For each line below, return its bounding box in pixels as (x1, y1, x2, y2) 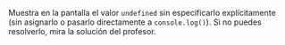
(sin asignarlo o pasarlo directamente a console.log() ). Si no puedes (8, 17, 262, 27)
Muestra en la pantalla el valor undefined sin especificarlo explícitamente (8, 8, 276, 18)
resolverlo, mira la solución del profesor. (8, 26, 157, 36)
